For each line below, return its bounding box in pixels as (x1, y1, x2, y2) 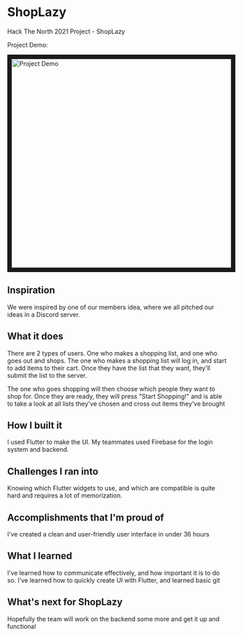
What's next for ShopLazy (7, 596, 123, 608)
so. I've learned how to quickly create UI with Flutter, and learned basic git (7, 575, 221, 585)
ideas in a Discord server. (7, 310, 80, 319)
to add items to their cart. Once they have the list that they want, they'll (7, 363, 211, 372)
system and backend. (7, 445, 70, 454)
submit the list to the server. (7, 371, 88, 379)
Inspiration (7, 285, 56, 296)
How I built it (7, 419, 63, 431)
